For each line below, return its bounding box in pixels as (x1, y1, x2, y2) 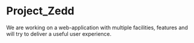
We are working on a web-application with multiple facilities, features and (6, 24, 188, 31)
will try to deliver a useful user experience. (6, 30, 112, 37)
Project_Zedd (6, 4, 74, 18)
